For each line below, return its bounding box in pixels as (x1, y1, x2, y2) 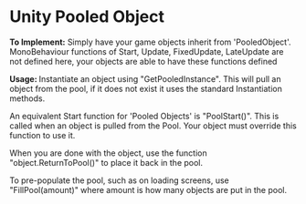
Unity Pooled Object (9, 6, 164, 27)
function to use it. (9, 129, 76, 140)
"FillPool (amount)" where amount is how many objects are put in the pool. (9, 184, 288, 195)
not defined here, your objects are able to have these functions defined (9, 56, 278, 66)
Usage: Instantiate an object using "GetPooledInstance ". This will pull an (9, 73, 281, 84)
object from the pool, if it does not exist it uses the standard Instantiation (9, 83, 283, 94)
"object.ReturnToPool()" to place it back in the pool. (9, 157, 204, 168)
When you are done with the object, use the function (9, 148, 207, 158)
